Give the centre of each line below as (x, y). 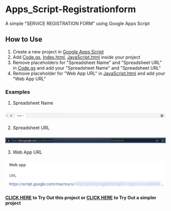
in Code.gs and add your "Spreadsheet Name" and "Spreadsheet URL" (87, 68)
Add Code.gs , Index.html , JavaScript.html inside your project (76, 57)
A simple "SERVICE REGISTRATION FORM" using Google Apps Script (78, 23)
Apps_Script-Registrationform (71, 9)
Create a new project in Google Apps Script (58, 51)
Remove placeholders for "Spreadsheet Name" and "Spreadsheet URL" (87, 63)
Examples (18, 92)
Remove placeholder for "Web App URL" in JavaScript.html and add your (89, 73)
